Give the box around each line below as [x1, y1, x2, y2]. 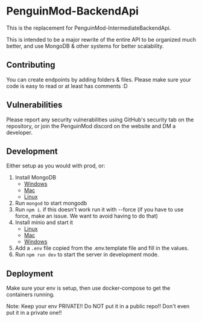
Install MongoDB [14, 174, 57, 181]
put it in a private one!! [6, 309, 62, 317]
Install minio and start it [14, 219, 74, 226]
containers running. [6, 291, 55, 298]
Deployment [6, 268, 54, 279]
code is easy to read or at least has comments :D [6, 82, 128, 89]
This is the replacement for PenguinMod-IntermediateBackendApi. [6, 24, 171, 31]
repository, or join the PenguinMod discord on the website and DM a [6, 122, 176, 129]
